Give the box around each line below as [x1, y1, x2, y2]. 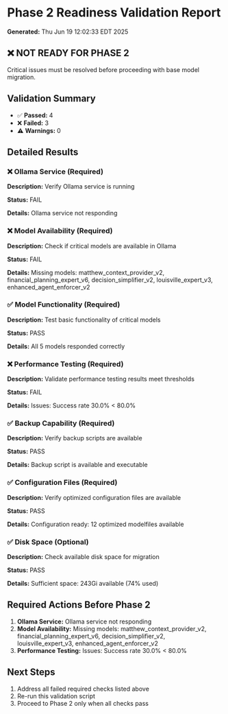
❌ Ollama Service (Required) [7, 167, 104, 176]
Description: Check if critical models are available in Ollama [7, 241, 177, 250]
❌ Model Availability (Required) [7, 226, 113, 236]
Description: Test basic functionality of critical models [7, 316, 161, 324]
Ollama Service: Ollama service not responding [16, 617, 152, 626]
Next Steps [7, 667, 55, 678]
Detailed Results [7, 146, 79, 158]
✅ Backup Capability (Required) [7, 418, 115, 428]
